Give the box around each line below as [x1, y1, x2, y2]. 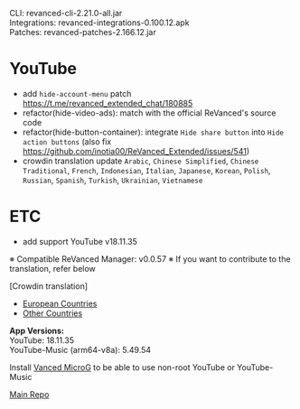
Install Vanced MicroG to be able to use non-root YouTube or [9, 361, 235, 373]
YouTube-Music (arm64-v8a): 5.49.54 [9, 344, 152, 355]
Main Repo [9, 388, 50, 400]
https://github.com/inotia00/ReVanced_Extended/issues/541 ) [22, 145, 250, 156]
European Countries [22, 298, 98, 309]
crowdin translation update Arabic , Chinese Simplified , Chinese [22, 155, 259, 166]
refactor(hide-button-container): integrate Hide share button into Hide [22, 126, 285, 137]
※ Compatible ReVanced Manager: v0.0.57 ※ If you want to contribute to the [9, 253, 291, 265]
